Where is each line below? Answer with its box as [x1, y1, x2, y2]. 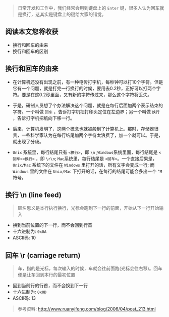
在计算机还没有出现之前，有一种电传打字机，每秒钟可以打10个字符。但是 [12, 78, 163, 85]
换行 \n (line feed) [5, 191, 62, 200]
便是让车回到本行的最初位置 [17, 272, 76, 278]
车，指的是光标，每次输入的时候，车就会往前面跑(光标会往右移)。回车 [17, 265, 163, 271]
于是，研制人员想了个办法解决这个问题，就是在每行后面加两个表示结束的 [12, 102, 163, 108]
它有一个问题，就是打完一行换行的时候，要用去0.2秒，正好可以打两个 [12, 85, 156, 91]
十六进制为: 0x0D [12, 289, 47, 295]
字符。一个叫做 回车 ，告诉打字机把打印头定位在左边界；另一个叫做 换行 [12, 108, 160, 114]
